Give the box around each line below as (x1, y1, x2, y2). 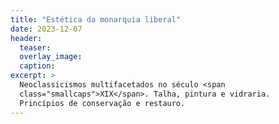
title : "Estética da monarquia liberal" (10, 14, 182, 25)
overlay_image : (19, 52, 83, 62)
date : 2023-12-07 (10, 24, 83, 34)
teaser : (19, 42, 52, 53)
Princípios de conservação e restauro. (19, 98, 186, 108)
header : (10, 33, 43, 43)
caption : (19, 61, 56, 71)
